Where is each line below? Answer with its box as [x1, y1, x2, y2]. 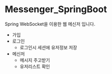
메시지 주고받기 [19, 57, 50, 63]
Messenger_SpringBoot [5, 4, 107, 15]
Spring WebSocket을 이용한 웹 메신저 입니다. [5, 21, 95, 27]
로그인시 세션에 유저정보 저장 [19, 44, 77, 50]
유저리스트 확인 [19, 63, 50, 69]
